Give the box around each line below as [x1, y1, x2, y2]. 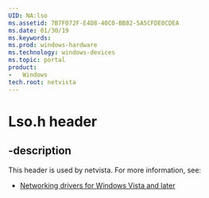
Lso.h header [8, 112, 98, 130]
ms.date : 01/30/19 [8, 26, 69, 34]
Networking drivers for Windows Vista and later [19, 181, 176, 190]
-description [8, 144, 72, 157]
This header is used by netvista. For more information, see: [8, 165, 201, 175]
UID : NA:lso [8, 11, 48, 20]
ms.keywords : [8, 33, 52, 42]
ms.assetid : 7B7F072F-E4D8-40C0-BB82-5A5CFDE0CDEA [8, 19, 180, 27]
